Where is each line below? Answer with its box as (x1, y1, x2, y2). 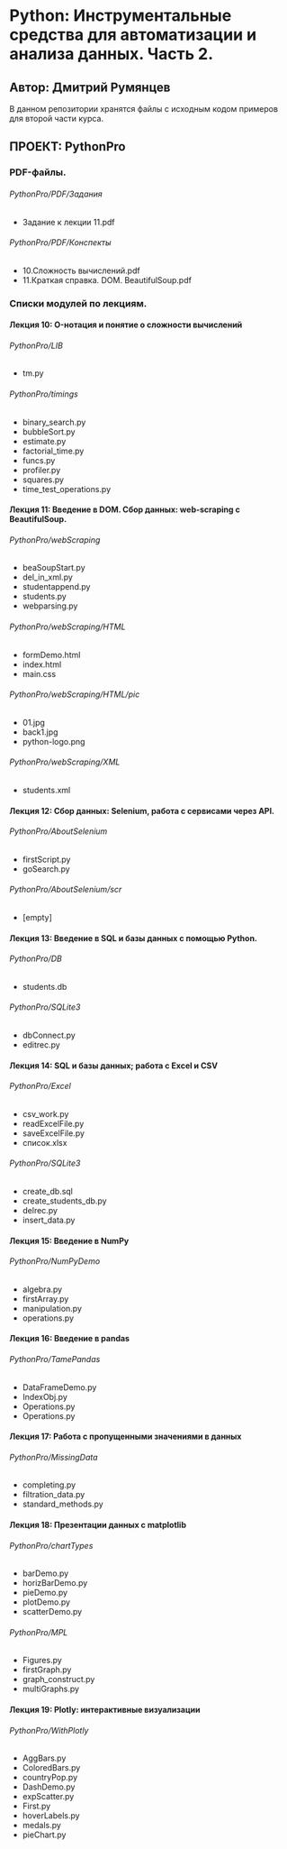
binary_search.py (22, 416, 86, 427)
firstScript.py (22, 854, 71, 865)
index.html (22, 659, 62, 670)
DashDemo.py (22, 1781, 76, 1792)
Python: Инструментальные (9, 5, 232, 26)
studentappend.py (22, 581, 91, 592)
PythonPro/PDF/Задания (9, 188, 103, 199)
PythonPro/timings (9, 389, 78, 399)
